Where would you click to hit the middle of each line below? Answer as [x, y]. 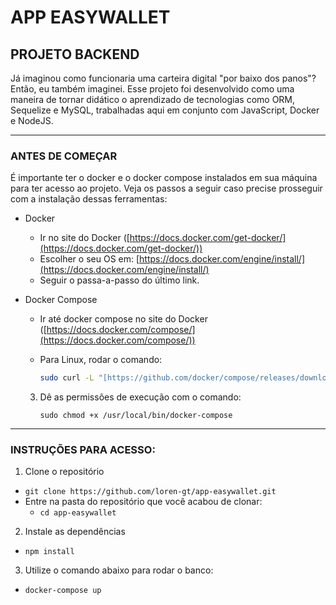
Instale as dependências [75, 532]
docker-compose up [63, 591]
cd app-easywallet [78, 513]
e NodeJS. [32, 120]
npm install [49, 552]
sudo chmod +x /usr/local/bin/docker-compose [136, 416]
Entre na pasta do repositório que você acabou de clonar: [143, 502]
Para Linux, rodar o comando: [101, 360]
